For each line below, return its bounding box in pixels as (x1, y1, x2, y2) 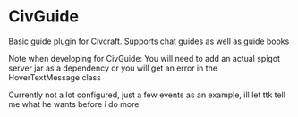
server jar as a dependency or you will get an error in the (8, 63, 218, 73)
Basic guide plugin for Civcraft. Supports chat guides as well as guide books (8, 36, 290, 46)
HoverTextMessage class (8, 71, 102, 82)
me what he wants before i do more (8, 98, 140, 109)
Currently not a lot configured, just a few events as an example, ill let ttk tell (8, 89, 285, 100)
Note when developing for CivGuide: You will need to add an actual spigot (8, 53, 281, 63)
